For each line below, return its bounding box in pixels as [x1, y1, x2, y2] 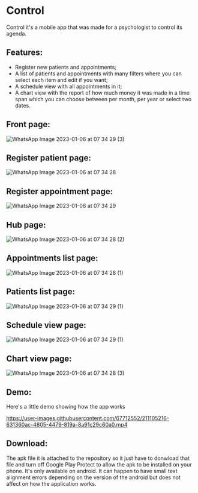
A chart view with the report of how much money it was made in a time [14, 89, 190, 96]
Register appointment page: [6, 186, 113, 196]
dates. [14, 102, 31, 109]
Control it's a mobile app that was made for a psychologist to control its [6, 24, 183, 31]
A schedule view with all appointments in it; [14, 83, 122, 90]
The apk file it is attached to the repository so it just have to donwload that [6, 454, 190, 462]
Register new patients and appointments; [14, 63, 117, 71]
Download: [6, 438, 48, 449]
